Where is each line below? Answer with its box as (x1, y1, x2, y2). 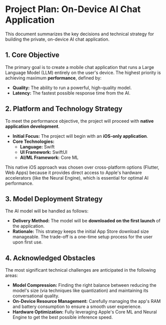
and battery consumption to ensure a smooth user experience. (12, 303, 142, 310)
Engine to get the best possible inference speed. (12, 314, 113, 320)
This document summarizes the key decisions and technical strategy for (5, 31, 154, 37)
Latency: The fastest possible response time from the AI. (12, 90, 131, 96)
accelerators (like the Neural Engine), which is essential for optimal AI (5, 175, 149, 181)
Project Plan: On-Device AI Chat (5, 4, 141, 15)
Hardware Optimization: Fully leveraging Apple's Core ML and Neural (12, 309, 157, 315)
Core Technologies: (12, 138, 55, 144)
